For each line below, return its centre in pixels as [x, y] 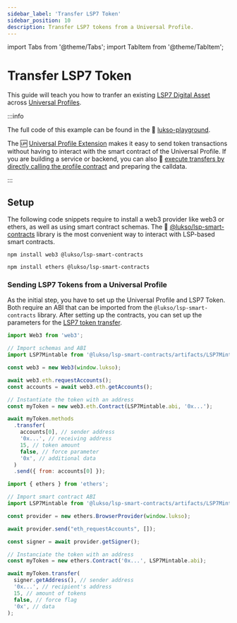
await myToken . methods [41, 419]
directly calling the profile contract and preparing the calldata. [97, 167]
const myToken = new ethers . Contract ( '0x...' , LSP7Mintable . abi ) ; [107, 561]
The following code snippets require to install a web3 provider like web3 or [116, 219]
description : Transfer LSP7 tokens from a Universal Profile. [101, 27]
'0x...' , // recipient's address [63, 587]
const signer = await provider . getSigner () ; [74, 542]
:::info [16, 116]
